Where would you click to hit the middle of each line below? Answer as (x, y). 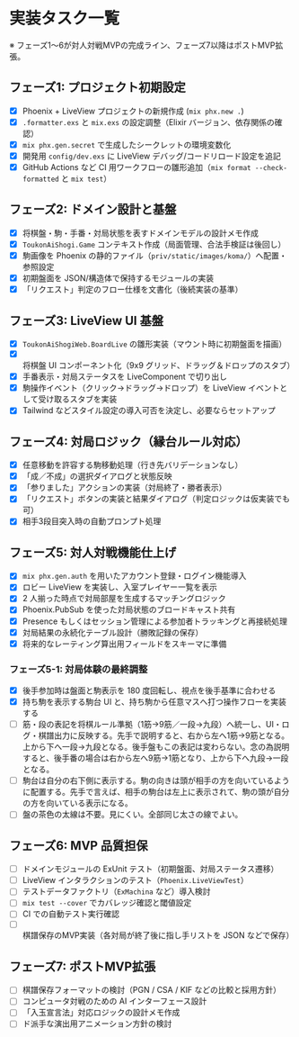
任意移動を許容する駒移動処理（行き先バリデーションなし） (132, 465)
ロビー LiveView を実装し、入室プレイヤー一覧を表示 (120, 587)
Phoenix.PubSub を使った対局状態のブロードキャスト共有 (129, 609)
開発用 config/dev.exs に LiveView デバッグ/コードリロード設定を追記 (151, 156)
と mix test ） (87, 179)
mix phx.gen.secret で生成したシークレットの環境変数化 (127, 144)
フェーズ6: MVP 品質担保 (79, 846)
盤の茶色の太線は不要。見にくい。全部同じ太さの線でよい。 (132, 815)
